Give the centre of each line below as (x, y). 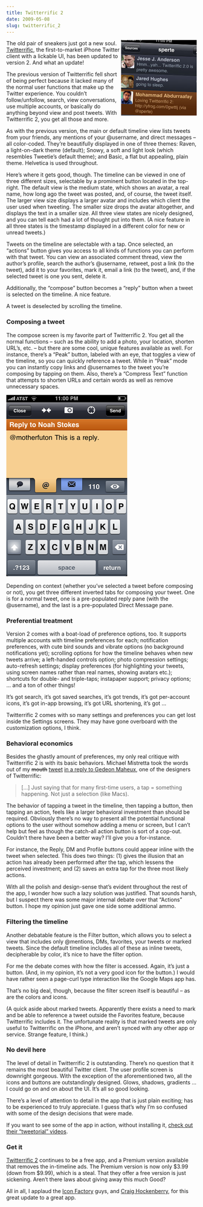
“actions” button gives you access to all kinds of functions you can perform (100, 251)
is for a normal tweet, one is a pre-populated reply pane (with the (87, 599)
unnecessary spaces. (33, 386)
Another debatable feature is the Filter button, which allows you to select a (99, 935)
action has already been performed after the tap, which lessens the (90, 862)
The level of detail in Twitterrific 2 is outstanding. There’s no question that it (100, 1063)
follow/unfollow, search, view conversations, (61, 100)
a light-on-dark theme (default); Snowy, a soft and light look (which (90, 150)
